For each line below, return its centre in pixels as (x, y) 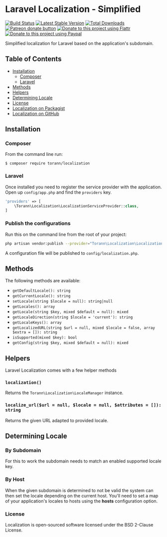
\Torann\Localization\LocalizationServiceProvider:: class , (77, 206)
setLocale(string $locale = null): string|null (62, 301)
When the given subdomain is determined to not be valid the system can (79, 490)
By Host (15, 480)
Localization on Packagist (39, 108)
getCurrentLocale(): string (41, 296)
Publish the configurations (38, 223)
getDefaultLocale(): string (41, 291)
